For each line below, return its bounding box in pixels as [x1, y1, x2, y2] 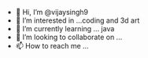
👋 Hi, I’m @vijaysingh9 [15, 8, 89, 16]
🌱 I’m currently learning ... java [15, 24, 115, 33]
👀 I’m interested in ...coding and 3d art [15, 16, 140, 25]
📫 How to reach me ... [15, 42, 89, 50]
